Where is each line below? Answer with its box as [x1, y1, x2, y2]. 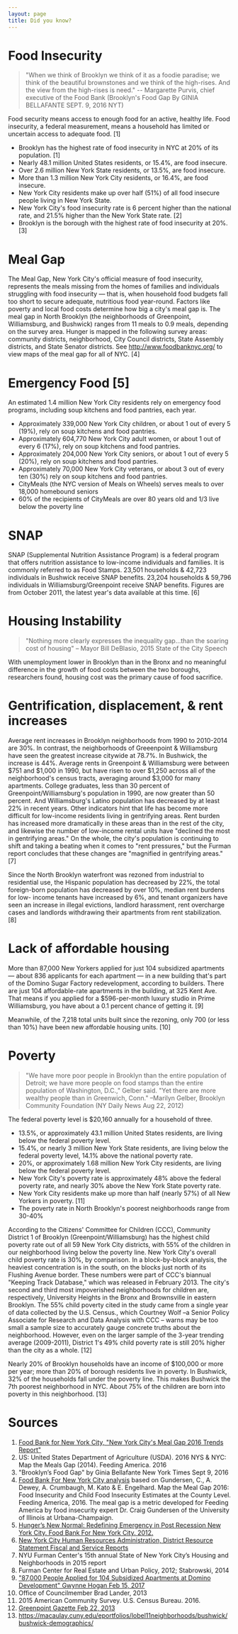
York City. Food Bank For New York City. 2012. [18, 1528, 154, 1537]
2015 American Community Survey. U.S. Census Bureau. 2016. [18, 1596, 201, 1604]
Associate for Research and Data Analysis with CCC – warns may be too [8, 1316, 219, 1324]
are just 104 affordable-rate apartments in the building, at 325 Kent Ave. [8, 987, 217, 995]
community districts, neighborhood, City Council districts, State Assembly [8, 335, 224, 344]
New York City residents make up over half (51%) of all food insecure [18, 189, 220, 197]
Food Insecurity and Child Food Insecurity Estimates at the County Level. [18, 1490, 231, 1499]
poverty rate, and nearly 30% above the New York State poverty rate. [18, 1182, 222, 1190]
